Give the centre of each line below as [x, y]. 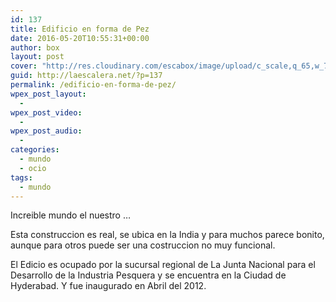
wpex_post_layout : [48, 94]
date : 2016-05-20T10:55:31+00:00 [80, 38]
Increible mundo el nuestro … [71, 215]
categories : [35, 150]
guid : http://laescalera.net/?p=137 [86, 76]
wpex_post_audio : [46, 131]
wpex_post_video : [46, 112]
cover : [24, 66]
